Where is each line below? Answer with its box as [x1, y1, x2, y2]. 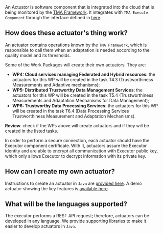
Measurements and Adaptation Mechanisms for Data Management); [12, 97, 149, 103]
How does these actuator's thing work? [5, 29, 128, 37]
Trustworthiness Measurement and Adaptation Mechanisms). [12, 113, 136, 119]
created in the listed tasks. [5, 128, 59, 134]
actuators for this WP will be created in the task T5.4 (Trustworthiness [12, 92, 154, 98]
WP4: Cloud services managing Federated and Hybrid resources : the [12, 71, 156, 77]
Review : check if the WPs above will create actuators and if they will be [5, 122, 149, 128]
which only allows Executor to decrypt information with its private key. [5, 153, 146, 159]
